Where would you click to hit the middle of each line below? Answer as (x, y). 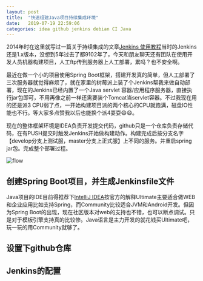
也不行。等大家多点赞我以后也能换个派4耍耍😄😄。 (75, 113)
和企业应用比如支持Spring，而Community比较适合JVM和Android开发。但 (98, 205)
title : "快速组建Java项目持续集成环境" (52, 18)
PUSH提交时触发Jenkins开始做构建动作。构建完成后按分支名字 (105, 134)
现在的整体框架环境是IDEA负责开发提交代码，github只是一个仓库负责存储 (97, 126)
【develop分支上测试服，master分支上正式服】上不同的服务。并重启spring (99, 141)
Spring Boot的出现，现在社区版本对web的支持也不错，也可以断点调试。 (100, 212)
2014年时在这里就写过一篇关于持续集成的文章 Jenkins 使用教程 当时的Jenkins (101, 47)
